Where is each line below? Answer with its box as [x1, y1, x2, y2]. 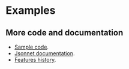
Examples [5, 4, 56, 17]
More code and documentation [5, 28, 124, 38]
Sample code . [14, 43, 49, 50]
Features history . [14, 56, 56, 63]
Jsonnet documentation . [14, 50, 75, 57]
